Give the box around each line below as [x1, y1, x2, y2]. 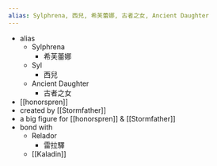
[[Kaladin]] [31, 149, 67, 159]
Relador [31, 130, 58, 140]
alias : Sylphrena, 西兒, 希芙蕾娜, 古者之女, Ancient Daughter [8, 11, 210, 20]
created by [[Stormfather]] [19, 105, 107, 115]
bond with [19, 122, 53, 132]
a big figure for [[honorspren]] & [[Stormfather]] [19, 114, 176, 123]
